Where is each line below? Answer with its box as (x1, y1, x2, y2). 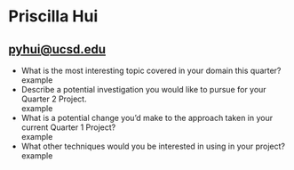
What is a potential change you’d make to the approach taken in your (20, 113, 273, 123)
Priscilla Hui (8, 6, 99, 27)
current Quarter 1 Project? (20, 122, 116, 133)
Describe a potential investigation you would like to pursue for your (20, 85, 267, 94)
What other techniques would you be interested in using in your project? (20, 141, 286, 151)
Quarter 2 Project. (20, 93, 87, 104)
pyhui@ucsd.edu (8, 42, 106, 57)
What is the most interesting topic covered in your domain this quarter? (20, 65, 282, 76)
